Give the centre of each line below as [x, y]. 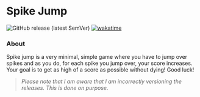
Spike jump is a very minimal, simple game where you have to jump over [97, 57]
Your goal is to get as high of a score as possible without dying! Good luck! [100, 70]
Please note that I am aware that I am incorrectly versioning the [101, 82]
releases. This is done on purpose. [65, 88]
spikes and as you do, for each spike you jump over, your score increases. [99, 63]
